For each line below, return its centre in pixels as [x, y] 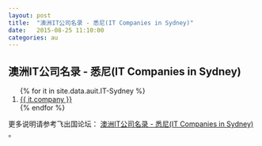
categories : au [33, 37]
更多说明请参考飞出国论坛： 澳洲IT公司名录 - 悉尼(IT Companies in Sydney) [131, 124]
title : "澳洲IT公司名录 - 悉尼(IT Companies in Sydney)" [101, 23]
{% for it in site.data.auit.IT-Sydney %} [82, 91]
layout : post [30, 15]
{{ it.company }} [46, 99]
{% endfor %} [42, 108]
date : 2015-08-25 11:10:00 [56, 30]
